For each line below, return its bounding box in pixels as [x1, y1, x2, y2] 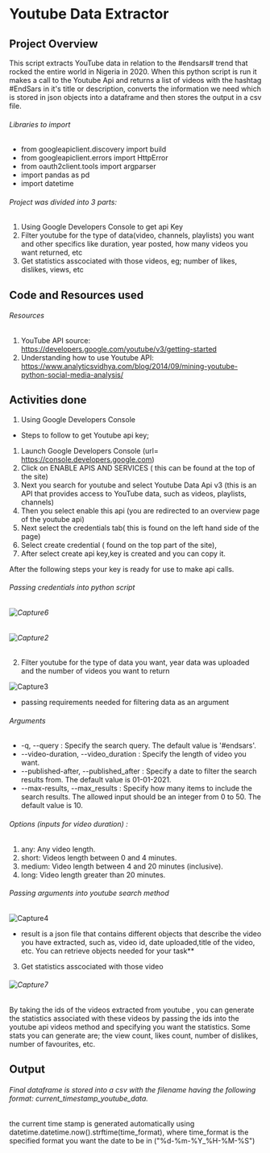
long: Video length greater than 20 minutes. [20, 869, 166, 879]
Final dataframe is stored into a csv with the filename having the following [9, 1085, 256, 1095]
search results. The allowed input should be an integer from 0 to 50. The [20, 792, 261, 802]
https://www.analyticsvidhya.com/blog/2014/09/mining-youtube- [20, 362, 239, 371]
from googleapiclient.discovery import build [20, 144, 167, 154]
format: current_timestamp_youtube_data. [9, 1093, 148, 1104]
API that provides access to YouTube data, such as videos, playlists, [20, 488, 247, 498]
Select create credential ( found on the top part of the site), [20, 540, 217, 550]
